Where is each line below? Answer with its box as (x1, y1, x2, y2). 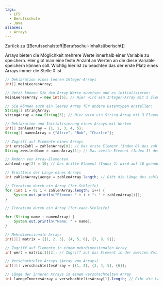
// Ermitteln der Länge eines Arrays (5, 170, 81, 175)
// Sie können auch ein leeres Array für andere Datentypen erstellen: (5, 104, 153, 109)
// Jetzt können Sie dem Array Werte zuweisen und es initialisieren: (5, 90, 151, 95)
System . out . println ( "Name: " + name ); (14, 219, 92, 224)
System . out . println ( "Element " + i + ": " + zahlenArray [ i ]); (14, 192, 142, 197)
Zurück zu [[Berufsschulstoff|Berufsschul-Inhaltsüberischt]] (5, 43, 125, 48)
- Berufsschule (9, 16, 40, 21)
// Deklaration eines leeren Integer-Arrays (5, 77, 97, 82)
